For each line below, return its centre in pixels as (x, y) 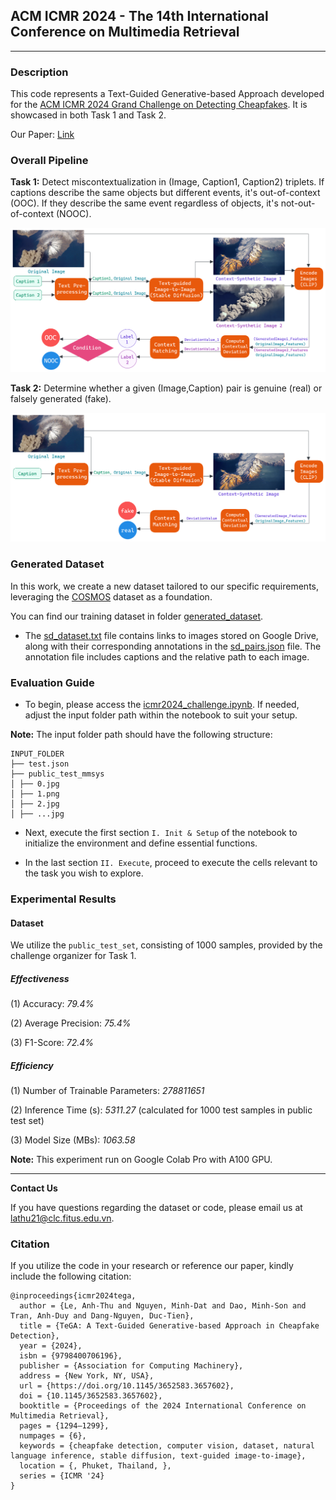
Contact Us (34, 1188)
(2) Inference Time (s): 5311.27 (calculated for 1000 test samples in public (161, 1110)
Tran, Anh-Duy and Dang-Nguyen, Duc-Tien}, (102, 1316)
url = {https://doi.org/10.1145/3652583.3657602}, (127, 1386)
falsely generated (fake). (61, 399)
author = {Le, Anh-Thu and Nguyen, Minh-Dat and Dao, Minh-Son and (163, 1306)
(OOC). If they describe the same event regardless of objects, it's (144, 203)
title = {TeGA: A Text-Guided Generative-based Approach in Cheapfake (169, 1326)
